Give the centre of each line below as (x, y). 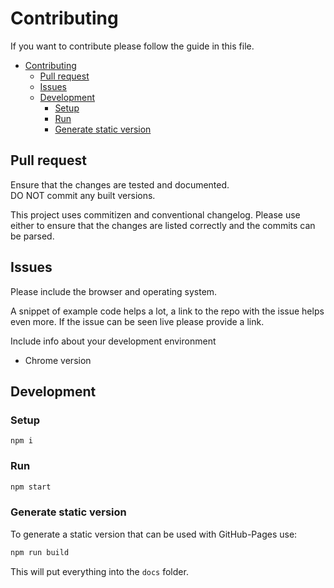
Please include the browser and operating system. (114, 291)
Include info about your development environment (113, 341)
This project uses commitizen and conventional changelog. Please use (155, 214)
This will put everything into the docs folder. (99, 571)
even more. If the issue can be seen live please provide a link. (137, 321)
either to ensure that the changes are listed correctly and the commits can (163, 225)
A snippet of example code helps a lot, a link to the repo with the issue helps (167, 311)
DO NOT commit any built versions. (83, 195)
